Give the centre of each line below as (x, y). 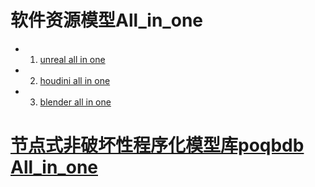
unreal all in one (72, 59)
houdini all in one (75, 80)
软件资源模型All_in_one (106, 20)
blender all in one (75, 102)
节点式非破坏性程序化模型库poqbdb (157, 145)
